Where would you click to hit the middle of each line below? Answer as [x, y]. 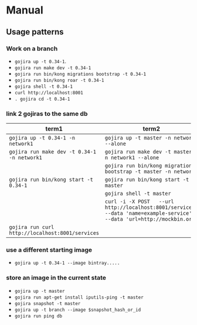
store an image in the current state [56, 278]
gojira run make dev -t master [148, 152]
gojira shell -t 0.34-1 [44, 86]
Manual [25, 10]
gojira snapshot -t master [47, 303]
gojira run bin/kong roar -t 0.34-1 [59, 80]
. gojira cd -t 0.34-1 [42, 99]
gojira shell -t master [138, 194]
